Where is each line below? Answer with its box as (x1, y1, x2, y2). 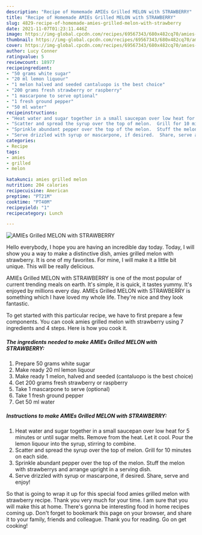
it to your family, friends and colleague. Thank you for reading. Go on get (6, 516, 186, 523)
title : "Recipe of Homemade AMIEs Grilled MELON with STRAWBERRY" (6, 14, 176, 20)
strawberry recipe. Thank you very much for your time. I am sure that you (6, 496, 188, 504)
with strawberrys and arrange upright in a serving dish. (14, 466, 152, 473)
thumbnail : (6, 37, 34, 43)
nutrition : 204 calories (6, 182, 69, 189)
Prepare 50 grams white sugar (14, 360, 91, 368)
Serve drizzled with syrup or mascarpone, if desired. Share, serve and (14, 472, 189, 480)
